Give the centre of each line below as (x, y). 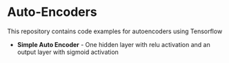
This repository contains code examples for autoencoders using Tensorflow (115, 31)
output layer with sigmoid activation (68, 52)
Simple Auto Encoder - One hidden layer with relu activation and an (113, 44)
